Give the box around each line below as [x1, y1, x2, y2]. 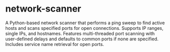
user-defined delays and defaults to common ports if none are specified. [5, 36, 159, 42]
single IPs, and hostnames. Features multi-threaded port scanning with [5, 30, 155, 36]
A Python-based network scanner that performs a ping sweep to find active [5, 20, 165, 26]
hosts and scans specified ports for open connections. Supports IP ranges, [5, 25, 164, 31]
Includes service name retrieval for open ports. [5, 41, 104, 47]
